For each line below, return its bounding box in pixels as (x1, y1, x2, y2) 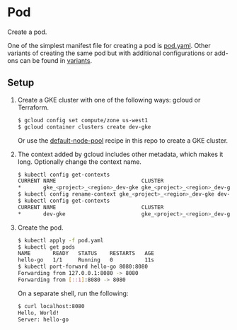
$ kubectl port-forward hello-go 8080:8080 (17, 263, 149, 271)
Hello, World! (17, 309, 59, 317)
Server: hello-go (17, 316, 69, 323)
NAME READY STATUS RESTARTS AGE (17, 250, 154, 257)
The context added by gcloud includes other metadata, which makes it (17, 150, 224, 158)
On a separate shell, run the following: (17, 289, 129, 297)
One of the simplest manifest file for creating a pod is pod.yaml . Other (7, 41, 211, 49)
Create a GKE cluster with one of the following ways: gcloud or (17, 95, 201, 104)
